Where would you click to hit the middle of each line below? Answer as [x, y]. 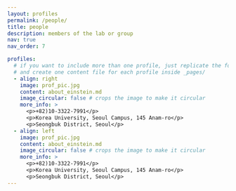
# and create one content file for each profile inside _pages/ [110, 72]
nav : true [22, 40]
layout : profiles [33, 14]
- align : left [34, 131]
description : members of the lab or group [70, 33]
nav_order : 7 [26, 46]
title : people [28, 27]
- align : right [36, 79]
